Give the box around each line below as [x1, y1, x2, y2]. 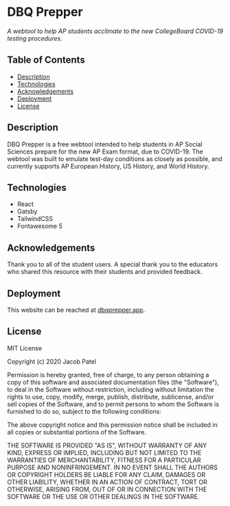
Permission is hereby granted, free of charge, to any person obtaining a [7, 370, 209, 379]
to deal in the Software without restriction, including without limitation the [7, 385, 214, 393]
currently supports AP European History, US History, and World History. [7, 162, 209, 170]
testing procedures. [7, 34, 63, 42]
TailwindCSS [16, 215, 54, 223]
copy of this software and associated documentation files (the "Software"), [7, 378, 220, 386]
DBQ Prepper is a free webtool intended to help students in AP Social [7, 140, 203, 148]
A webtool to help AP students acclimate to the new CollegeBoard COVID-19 [7, 27, 224, 35]
